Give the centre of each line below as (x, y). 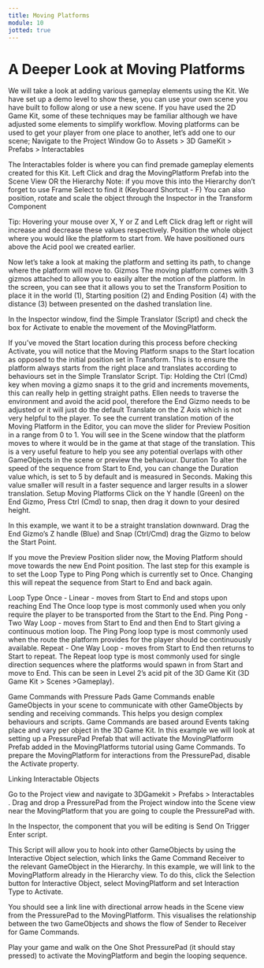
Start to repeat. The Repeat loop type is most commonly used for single (124, 656)
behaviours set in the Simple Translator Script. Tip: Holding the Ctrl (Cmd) (128, 376)
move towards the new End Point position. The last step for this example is (129, 566)
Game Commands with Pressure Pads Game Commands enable (112, 697)
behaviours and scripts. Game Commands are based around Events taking (129, 722)
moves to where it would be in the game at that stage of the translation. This (132, 443)
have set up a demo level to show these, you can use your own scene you (128, 99)
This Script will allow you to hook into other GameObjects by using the (122, 850)
